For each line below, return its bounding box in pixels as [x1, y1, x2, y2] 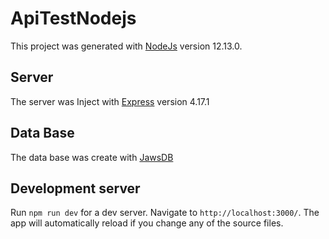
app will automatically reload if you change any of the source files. [10, 217, 284, 229]
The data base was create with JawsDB [10, 151, 174, 163]
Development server [10, 180, 141, 197]
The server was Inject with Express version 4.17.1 [10, 95, 210, 107]
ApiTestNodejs [10, 7, 137, 30]
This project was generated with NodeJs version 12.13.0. [10, 40, 243, 52]
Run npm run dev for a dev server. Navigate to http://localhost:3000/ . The [10, 207, 320, 219]
